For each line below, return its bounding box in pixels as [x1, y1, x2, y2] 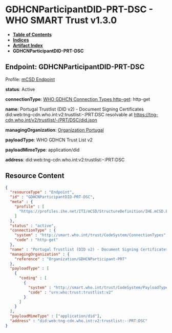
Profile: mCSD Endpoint [5, 76, 55, 82]
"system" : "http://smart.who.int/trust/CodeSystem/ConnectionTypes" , [14, 233, 168, 238]
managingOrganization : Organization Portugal [5, 127, 104, 133]
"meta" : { [10, 199, 33, 204]
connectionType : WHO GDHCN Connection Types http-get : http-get [5, 96, 150, 102]
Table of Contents [12, 31, 52, 37]
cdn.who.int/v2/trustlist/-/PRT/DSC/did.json [5, 117, 97, 123]
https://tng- [134, 111, 159, 117]
